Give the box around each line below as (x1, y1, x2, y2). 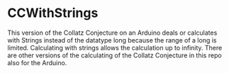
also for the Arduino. (7, 58, 67, 67)
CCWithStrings (7, 5, 99, 21)
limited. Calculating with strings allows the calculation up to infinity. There (7, 43, 223, 52)
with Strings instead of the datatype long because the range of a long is (7, 35, 217, 44)
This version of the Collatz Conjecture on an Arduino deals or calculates (7, 28, 218, 37)
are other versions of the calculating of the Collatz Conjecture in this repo (7, 51, 222, 60)
